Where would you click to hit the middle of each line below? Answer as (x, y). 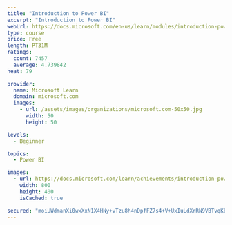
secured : (20, 211)
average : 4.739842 (40, 65)
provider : (21, 84)
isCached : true (41, 198)
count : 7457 (31, 59)
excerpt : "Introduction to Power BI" (61, 20)
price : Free (24, 39)
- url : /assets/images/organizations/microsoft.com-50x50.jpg (111, 110)
